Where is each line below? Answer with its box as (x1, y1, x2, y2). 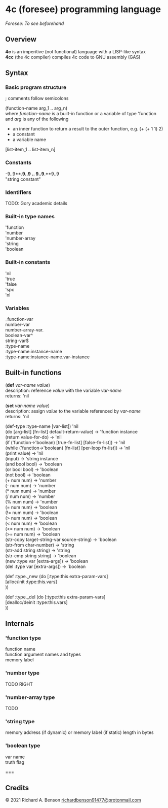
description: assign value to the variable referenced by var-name (5, 408, 141, 414)
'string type (5, 718, 35, 725)
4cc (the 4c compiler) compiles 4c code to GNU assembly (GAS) (5, 54, 141, 60)
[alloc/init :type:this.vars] (5, 579, 57, 585)
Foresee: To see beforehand (5, 20, 64, 26)
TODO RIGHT (5, 681, 33, 687)
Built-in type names (5, 213, 55, 220)
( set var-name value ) (5, 402, 50, 409)
